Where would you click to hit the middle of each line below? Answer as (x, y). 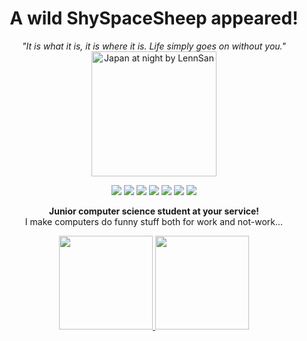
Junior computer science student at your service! (154, 211)
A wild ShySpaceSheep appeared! (154, 18)
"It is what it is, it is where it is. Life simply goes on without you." (154, 46)
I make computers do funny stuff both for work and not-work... (154, 221)
